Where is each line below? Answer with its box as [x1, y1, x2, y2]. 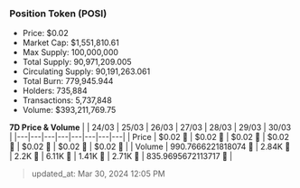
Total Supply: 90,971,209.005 [22, 57, 133, 68]
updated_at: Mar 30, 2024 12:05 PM [31, 168, 165, 179]
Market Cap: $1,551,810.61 [22, 37, 119, 48]
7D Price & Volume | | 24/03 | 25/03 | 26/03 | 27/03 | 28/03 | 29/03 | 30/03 [9, 122, 292, 133]
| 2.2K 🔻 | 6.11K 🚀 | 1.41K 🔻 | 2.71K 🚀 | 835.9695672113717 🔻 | [9, 151, 233, 162]
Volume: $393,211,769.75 [22, 105, 117, 116]
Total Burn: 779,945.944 [22, 76, 114, 87]
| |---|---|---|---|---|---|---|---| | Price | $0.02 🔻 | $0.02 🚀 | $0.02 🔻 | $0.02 [9, 132, 289, 143]
